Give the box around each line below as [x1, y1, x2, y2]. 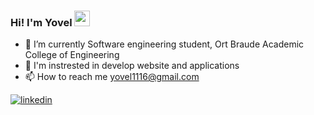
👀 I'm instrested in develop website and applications [24, 60, 240, 72]
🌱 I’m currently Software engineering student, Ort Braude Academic [24, 38, 305, 50]
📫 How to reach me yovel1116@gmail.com [24, 71, 200, 83]
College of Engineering [24, 49, 120, 61]
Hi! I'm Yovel [10, 15, 73, 29]
